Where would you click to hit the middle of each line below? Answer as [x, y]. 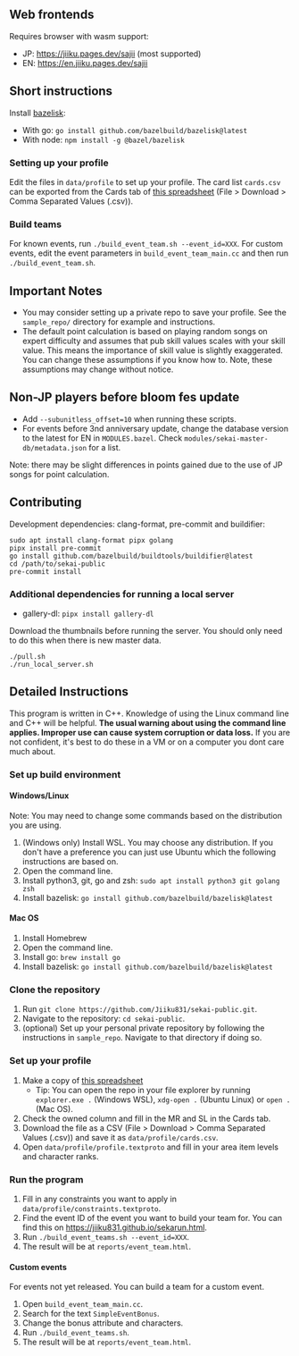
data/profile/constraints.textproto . [91, 1208]
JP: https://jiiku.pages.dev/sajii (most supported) [112, 54]
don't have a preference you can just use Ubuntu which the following [149, 852]
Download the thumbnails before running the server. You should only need [146, 630]
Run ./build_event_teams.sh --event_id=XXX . [106, 1236]
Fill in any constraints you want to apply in [99, 1199]
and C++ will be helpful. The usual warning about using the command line [148, 722]
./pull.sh [28, 656]
